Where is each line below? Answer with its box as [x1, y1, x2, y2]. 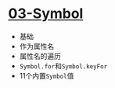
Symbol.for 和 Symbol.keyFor [19, 60, 108, 71]
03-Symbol [8, 5, 84, 23]
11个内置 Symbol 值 [19, 71, 74, 80]
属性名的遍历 [19, 51, 61, 60]
